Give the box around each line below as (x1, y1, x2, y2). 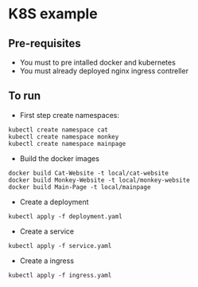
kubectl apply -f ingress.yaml (8, 271, 112, 279)
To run (8, 89, 41, 103)
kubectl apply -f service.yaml (8, 242, 112, 250)
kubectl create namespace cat (8, 125, 109, 134)
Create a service (19, 226, 75, 236)
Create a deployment (19, 197, 89, 206)
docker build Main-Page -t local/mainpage (8, 183, 151, 191)
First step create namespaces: (19, 110, 119, 120)
